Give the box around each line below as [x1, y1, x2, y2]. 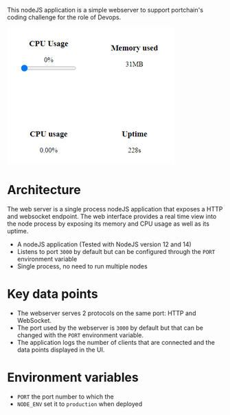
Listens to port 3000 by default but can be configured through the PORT [16, 247, 216, 255]
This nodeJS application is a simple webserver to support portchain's [7, 6, 204, 14]
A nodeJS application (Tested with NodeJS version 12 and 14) [16, 240, 192, 248]
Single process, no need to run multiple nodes [16, 262, 148, 270]
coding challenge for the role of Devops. [7, 13, 122, 21]
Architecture [7, 182, 81, 198]
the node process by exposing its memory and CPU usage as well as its [7, 220, 209, 228]
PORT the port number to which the [16, 392, 115, 401]
